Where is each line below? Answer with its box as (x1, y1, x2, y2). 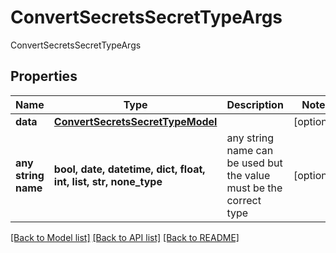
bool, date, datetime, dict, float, (53, 162, 206, 176)
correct (226, 193, 262, 207)
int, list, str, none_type (53, 174, 163, 188)
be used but (226, 156, 283, 170)
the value (226, 168, 271, 182)
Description (226, 97, 284, 111)
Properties (10, 68, 78, 85)
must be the (226, 181, 283, 195)
